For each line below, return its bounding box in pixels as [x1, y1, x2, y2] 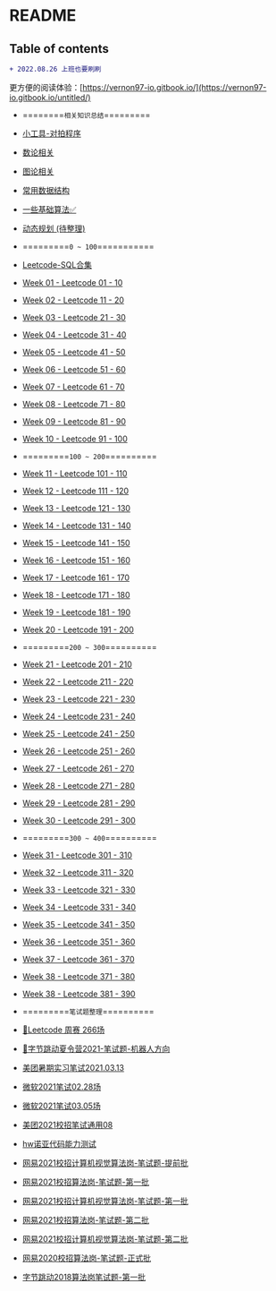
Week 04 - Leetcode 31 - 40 [21, 329, 127, 340]
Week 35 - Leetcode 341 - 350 [21, 919, 136, 929]
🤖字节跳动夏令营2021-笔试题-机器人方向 [21, 1043, 171, 1054]
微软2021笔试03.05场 [21, 1100, 101, 1111]
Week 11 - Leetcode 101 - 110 [21, 467, 128, 479]
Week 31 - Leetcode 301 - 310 [21, 850, 132, 860]
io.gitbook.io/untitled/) [9, 91, 91, 103]
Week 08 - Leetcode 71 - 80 [21, 398, 126, 409]
